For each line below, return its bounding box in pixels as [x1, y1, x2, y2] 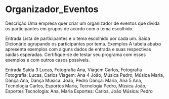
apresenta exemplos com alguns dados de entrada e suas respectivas [5, 46, 151, 52]
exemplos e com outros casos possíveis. [5, 57, 90, 63]
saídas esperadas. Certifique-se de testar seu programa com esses [5, 52, 146, 58]
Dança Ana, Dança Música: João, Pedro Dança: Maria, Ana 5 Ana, [5, 77, 143, 83]
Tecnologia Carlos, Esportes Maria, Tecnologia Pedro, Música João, [5, 82, 147, 89]
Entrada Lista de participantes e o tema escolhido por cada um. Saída [5, 35, 150, 41]
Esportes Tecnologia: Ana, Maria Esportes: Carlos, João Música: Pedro [5, 88, 153, 94]
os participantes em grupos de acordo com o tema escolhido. [5, 25, 134, 31]
